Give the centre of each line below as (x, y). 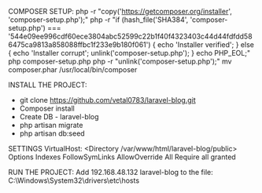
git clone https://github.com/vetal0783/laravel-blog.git (107, 100)
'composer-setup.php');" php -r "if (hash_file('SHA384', (98, 20)
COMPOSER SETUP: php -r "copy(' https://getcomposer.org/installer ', (120, 11)
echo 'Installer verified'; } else (205, 45)
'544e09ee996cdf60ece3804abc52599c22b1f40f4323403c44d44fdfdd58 (131, 36)
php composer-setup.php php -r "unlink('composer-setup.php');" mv (120, 61)
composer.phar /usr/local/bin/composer (73, 69)
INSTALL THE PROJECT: (48, 85)
